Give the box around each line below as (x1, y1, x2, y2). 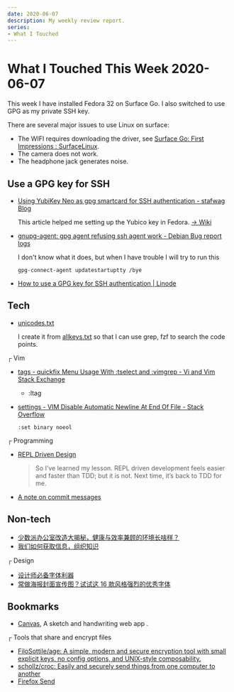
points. (17, 340, 38, 348)
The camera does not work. (17, 150, 99, 158)
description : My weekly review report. (7, 17, 126, 24)
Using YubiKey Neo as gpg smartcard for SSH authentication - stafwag (17, 197, 225, 205)
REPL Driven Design (17, 450, 77, 458)
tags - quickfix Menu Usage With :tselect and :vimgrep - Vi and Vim (17, 367, 216, 376)
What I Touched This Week (7, 61, 169, 77)
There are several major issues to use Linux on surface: (7, 121, 169, 129)
